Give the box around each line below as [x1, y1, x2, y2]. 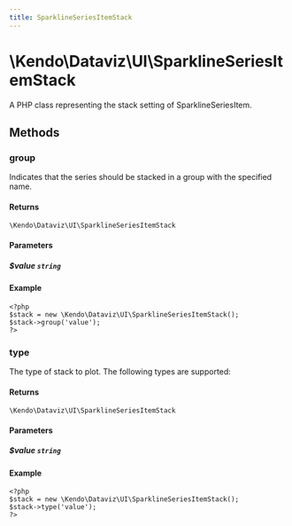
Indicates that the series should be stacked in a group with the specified [9, 172, 273, 183]
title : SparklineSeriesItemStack [9, 12, 133, 22]
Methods [9, 125, 60, 140]
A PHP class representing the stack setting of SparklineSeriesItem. [9, 99, 252, 110]
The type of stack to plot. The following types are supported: [9, 365, 232, 377]
